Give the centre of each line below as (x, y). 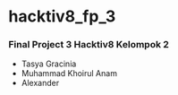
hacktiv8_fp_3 (62, 17)
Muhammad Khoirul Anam (69, 73)
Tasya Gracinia (49, 64)
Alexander (40, 83)
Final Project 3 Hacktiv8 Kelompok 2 (89, 45)
